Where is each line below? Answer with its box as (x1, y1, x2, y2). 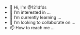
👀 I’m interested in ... (9, 9, 51, 15)
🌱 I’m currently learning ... (9, 15, 62, 20)
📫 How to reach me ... (9, 25, 55, 30)
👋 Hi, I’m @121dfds (9, 5, 47, 10)
